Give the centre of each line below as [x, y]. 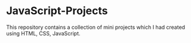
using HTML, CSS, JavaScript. [43, 33]
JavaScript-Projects [57, 11]
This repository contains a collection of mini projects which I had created [96, 27]
